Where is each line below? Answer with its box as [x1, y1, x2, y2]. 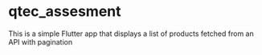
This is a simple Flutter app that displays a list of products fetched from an [8, 29, 255, 38]
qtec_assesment [8, 2, 122, 21]
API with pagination [8, 37, 73, 46]
